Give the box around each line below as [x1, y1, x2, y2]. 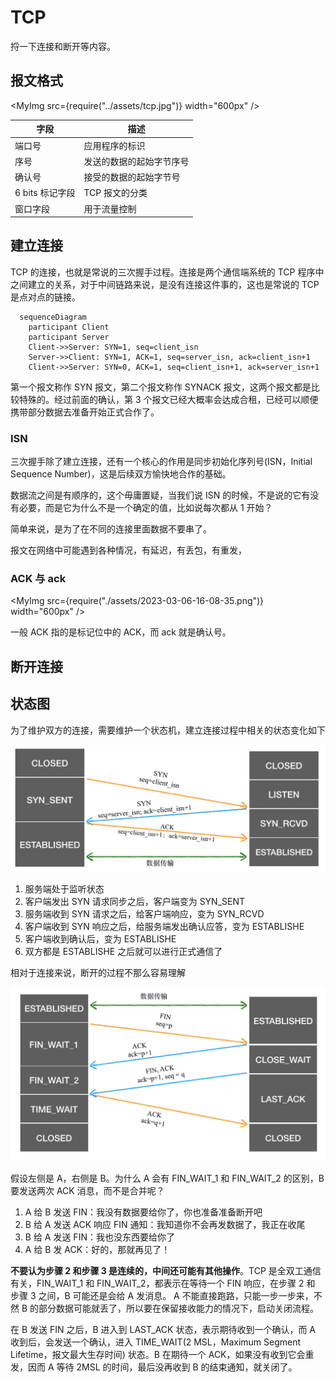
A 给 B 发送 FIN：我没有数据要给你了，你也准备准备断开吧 [24, 1206, 263, 1218]
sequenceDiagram [19, 312, 87, 322]
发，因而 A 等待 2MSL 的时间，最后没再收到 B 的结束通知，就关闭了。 [10, 1361, 298, 1373]
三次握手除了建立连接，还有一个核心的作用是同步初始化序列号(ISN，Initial [10, 456, 313, 468]
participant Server [28, 332, 110, 342]
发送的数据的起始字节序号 [83, 155, 190, 167]
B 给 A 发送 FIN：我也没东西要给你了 [24, 1231, 175, 1243]
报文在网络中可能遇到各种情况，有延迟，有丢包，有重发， [10, 544, 247, 556]
